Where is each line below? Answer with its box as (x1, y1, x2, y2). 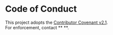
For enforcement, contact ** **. (5, 24, 69, 30)
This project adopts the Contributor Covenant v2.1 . (5, 19, 108, 25)
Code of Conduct (5, 3, 77, 15)
